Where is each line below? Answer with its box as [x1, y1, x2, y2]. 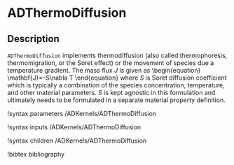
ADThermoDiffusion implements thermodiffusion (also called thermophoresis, [7, 51, 228, 59]
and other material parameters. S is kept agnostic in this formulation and [7, 89, 216, 96]
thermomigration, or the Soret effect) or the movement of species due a [7, 59, 214, 67]
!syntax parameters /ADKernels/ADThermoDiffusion [7, 110, 156, 117]
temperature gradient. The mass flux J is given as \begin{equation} [7, 66, 201, 74]
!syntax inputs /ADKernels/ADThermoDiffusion [7, 123, 142, 131]
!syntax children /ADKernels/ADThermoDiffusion [7, 136, 147, 145]
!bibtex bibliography [7, 150, 65, 158]
